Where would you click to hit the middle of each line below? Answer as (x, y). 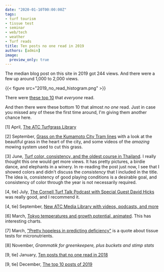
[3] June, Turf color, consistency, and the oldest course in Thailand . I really (81, 157)
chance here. (18, 117)
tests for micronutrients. (29, 236)
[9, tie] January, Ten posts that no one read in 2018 (57, 255)
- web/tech (16, 32)
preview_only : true (29, 60)
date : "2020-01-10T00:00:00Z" (36, 10)
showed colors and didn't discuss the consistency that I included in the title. (82, 172)
